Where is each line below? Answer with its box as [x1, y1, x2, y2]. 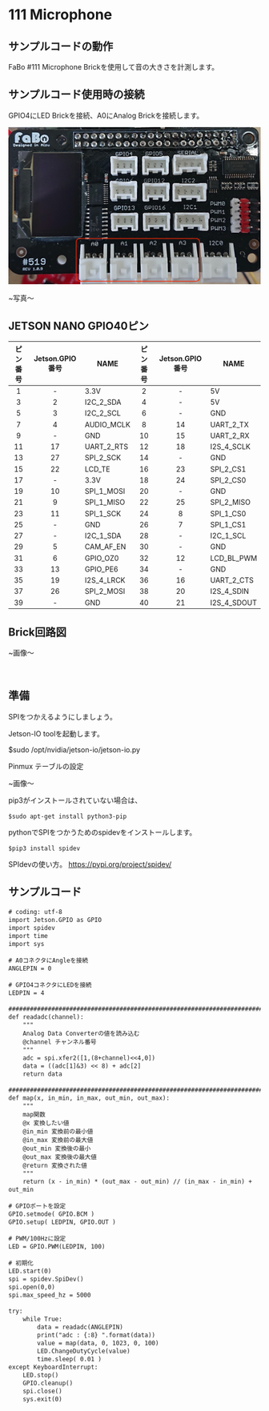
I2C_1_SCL [210, 531, 247, 541]
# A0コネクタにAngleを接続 [8, 956, 89, 964]
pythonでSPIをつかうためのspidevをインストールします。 [8, 827, 197, 837]
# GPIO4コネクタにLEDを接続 [8, 980, 92, 989]
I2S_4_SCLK [210, 442, 251, 451]
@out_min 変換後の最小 [22, 1144, 91, 1152]
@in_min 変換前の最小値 [22, 1127, 94, 1136]
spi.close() [22, 1387, 62, 1395]
